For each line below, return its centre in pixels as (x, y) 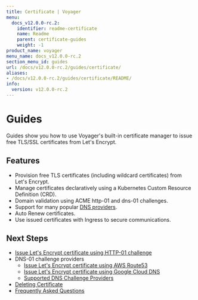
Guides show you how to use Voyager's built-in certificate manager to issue (99, 136)
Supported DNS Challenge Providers (69, 278)
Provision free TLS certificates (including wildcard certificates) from (98, 175)
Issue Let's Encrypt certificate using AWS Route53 (86, 265)
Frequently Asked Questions (49, 291)
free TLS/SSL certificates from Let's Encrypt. (61, 142)
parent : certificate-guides (52, 39)
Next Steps (27, 239)
